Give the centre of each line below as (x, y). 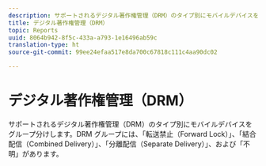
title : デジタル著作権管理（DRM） (59, 23)
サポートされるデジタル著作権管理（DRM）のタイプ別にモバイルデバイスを (131, 124)
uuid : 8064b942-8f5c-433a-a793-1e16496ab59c (83, 38)
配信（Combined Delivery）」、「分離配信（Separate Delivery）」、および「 (126, 144)
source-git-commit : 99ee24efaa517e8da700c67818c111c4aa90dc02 (113, 52)
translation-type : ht (44, 45)
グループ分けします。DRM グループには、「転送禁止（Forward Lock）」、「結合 (132, 134)
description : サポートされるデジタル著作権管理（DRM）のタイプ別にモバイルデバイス (131, 15)
